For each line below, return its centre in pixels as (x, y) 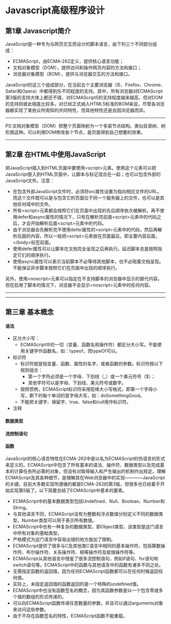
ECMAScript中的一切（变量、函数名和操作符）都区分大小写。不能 (89, 345)
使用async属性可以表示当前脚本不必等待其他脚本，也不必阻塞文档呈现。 (88, 261)
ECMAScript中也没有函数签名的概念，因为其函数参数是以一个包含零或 (85, 590)
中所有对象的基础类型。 (37, 533)
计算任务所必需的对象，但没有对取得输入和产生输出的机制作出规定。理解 (90, 471)
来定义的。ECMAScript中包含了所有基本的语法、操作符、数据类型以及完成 (83, 465)
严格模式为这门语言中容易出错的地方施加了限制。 (64, 539)
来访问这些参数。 (31, 609)
